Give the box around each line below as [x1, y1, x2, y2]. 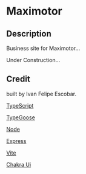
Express [6, 137, 27, 144]
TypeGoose [6, 114, 35, 121]
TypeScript [6, 102, 34, 109]
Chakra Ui [6, 161, 31, 168]
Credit [6, 74, 30, 85]
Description [6, 29, 51, 39]
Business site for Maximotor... [6, 44, 81, 52]
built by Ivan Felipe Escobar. [6, 90, 77, 97]
